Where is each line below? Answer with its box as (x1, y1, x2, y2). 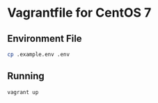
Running (7, 70, 45, 82)
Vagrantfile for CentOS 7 (7, 5, 152, 21)
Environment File (7, 33, 82, 45)
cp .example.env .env (7, 51, 70, 58)
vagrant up (7, 88, 39, 95)
